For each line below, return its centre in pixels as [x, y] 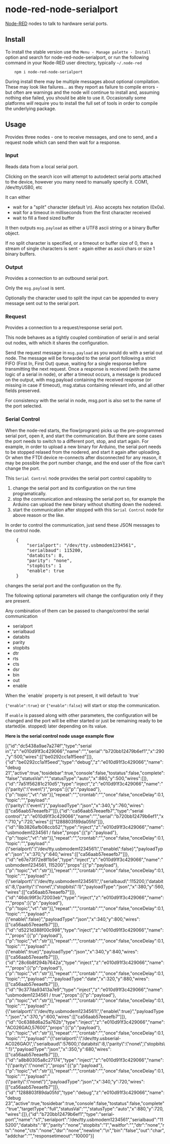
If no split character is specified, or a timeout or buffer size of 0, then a [79, 243]
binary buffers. [21, 254]
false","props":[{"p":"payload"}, [85, 833]
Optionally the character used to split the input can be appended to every [82, 298]
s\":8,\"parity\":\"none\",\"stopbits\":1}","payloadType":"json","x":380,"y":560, [85, 887]
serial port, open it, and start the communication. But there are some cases [83, 436]
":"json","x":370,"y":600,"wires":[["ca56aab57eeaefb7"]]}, [66, 1017]
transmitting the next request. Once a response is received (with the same [83, 369]
